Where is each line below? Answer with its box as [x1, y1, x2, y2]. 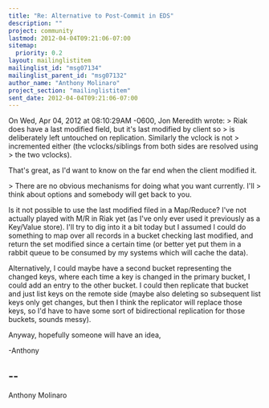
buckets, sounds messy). [8, 315, 92, 324]
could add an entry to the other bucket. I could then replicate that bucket [8, 280, 249, 290]
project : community [8, 27, 74, 35]
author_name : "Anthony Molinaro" [8, 79, 120, 87]
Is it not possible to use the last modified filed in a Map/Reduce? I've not [8, 206, 247, 215]
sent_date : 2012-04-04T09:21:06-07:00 [8, 94, 138, 102]
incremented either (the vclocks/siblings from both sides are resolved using [8, 141, 259, 151]
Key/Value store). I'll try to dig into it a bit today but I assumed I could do [8, 222, 247, 232]
